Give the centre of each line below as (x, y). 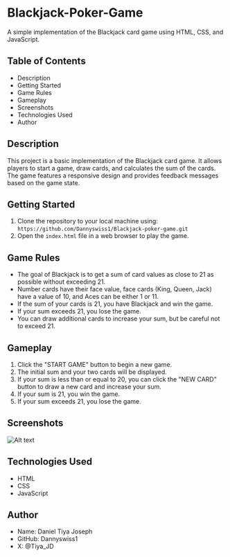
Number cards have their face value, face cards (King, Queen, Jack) (115, 289)
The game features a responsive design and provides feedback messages (113, 175)
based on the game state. (44, 182)
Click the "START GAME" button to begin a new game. (95, 365)
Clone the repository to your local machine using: (87, 221)
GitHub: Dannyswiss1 (47, 539)
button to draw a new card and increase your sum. (89, 387)
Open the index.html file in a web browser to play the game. (103, 236)
